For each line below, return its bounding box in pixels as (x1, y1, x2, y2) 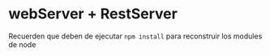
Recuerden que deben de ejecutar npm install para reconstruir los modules (8, 31, 263, 41)
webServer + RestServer (8, 5, 178, 23)
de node (8, 39, 36, 49)
